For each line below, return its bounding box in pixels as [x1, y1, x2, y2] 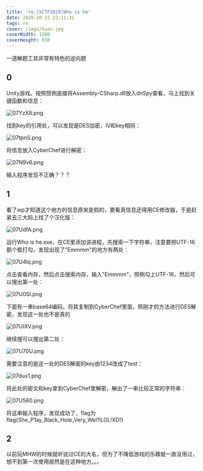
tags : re [6, 20, 29, 26]
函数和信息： [11, 97, 44, 104]
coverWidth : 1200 [6, 32, 50, 38]
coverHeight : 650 [6, 37, 50, 43]
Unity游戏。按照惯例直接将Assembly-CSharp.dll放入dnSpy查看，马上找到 [6, 89, 190, 97]
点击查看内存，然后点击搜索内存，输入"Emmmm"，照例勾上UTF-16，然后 [6, 270, 190, 278]
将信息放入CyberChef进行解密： [6, 146, 88, 154]
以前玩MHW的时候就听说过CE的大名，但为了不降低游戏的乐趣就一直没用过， [6, 450, 198, 458]
